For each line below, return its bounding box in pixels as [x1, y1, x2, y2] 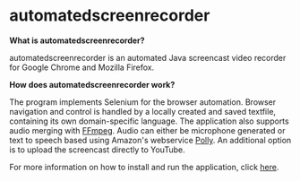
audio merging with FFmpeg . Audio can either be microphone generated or [9, 125, 286, 135]
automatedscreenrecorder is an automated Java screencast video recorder [9, 52, 287, 63]
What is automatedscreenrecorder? [9, 35, 145, 46]
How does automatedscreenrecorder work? [9, 79, 176, 90]
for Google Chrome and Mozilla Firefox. [9, 62, 155, 73]
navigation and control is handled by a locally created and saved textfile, [9, 106, 276, 116]
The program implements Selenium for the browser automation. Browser [9, 96, 277, 108]
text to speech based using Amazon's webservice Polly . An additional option [9, 134, 292, 145]
